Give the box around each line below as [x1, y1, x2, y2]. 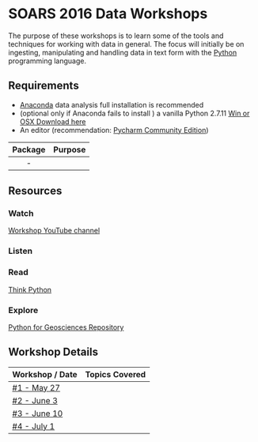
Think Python [8, 285, 52, 294]
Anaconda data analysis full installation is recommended [19, 100, 204, 109]
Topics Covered [85, 368, 146, 380]
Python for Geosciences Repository [8, 322, 124, 332]
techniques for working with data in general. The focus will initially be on [8, 39, 245, 48]
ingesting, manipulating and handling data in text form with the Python [8, 47, 237, 57]
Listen [8, 246, 33, 257]
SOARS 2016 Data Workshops [8, 5, 208, 23]
